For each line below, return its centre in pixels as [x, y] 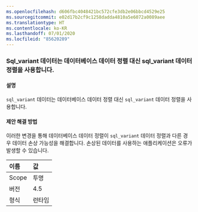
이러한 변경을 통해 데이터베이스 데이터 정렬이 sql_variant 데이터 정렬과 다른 [94, 136]
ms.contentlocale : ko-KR [37, 28]
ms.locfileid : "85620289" [38, 39]
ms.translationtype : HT [35, 23]
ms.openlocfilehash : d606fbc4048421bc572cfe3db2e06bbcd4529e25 [86, 12]
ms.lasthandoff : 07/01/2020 [41, 34]
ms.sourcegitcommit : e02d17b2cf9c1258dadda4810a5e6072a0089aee [86, 17]
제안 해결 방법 [22, 121]
